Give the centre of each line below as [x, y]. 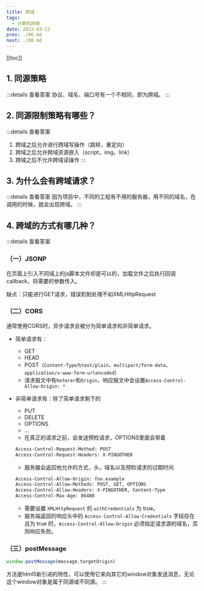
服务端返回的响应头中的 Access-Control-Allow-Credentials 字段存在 [109, 516]
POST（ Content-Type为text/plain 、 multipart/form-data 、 [98, 365]
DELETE [34, 417]
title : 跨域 [20, 12]
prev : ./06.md [24, 35]
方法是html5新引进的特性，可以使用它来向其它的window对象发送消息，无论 [100, 574]
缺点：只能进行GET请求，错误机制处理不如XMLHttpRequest [81, 294]
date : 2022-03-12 [28, 29]
